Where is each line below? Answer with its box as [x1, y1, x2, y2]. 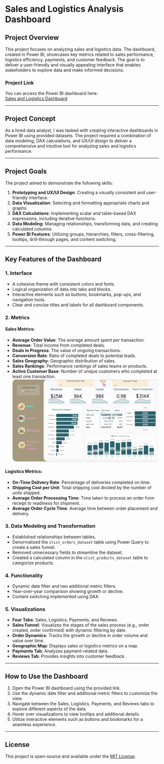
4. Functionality [5, 572, 43, 579]
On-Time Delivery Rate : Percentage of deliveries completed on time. [12, 479, 151, 485]
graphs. [12, 205, 28, 211]
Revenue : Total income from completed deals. [12, 342, 105, 348]
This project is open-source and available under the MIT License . [5, 753, 136, 760]
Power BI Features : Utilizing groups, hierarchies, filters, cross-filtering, [12, 231, 155, 237]
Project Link [5, 79, 34, 86]
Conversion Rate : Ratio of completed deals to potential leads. [12, 353, 137, 358]
